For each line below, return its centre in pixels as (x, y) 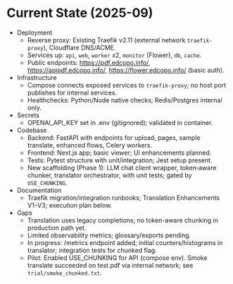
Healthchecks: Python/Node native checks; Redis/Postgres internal (125, 100)
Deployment (34, 32)
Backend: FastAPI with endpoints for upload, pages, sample (114, 137)
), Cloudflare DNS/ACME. (80, 47)
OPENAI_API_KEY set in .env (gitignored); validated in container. (120, 122)
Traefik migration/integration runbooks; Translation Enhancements (124, 197)
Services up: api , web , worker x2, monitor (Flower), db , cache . (114, 55)
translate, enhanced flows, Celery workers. (90, 145)
